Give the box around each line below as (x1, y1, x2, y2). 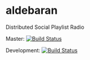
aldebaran (5, 4, 58, 17)
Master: (5, 35, 25, 42)
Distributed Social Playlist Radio (5, 23, 85, 31)
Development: (5, 46, 40, 54)
